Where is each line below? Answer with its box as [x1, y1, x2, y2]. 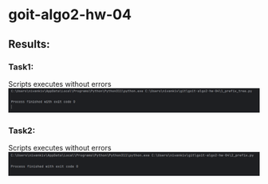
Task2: [8, 125, 36, 136]
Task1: [8, 61, 34, 72]
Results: [8, 37, 50, 51]
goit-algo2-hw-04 [8, 6, 132, 24]
